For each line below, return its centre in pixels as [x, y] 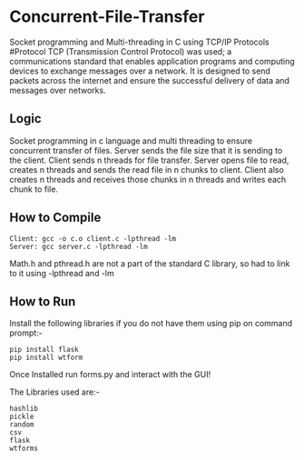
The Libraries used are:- [54, 392]
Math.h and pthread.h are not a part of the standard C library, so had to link [150, 263]
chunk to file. [34, 189]
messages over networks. [58, 90]
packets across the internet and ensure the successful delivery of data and [150, 80]
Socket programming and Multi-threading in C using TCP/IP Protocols [139, 42]
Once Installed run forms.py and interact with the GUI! [110, 375]
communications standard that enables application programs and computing [152, 61]
